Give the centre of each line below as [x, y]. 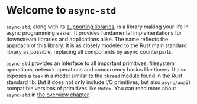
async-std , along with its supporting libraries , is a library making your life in [98, 27]
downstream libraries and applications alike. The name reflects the [87, 39]
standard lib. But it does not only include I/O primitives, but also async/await [98, 82]
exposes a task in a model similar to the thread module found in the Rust [94, 76]
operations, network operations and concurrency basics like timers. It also [96, 69]
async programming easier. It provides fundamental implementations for [94, 32]
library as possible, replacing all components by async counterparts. [90, 51]
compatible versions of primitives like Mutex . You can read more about [91, 88]
